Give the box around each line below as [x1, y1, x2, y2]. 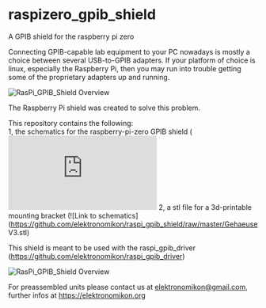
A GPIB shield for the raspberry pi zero [8, 32, 135, 41]
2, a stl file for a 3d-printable [158, 202, 252, 211]
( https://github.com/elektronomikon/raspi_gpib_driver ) [8, 251, 185, 260]
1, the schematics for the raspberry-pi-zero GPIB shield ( [8, 127, 192, 136]
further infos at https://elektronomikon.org [8, 291, 146, 300]
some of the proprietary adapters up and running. [8, 72, 170, 82]
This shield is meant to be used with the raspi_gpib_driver [8, 243, 196, 253]
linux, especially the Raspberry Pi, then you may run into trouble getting [8, 63, 241, 73]
